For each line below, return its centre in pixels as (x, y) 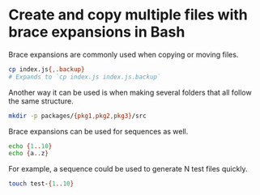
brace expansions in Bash (97, 32)
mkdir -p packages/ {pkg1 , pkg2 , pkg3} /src (78, 116)
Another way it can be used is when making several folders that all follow (130, 92)
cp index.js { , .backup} (47, 69)
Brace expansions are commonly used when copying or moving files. (124, 54)
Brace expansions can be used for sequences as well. (98, 131)
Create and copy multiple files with (128, 15)
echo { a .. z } (28, 154)
